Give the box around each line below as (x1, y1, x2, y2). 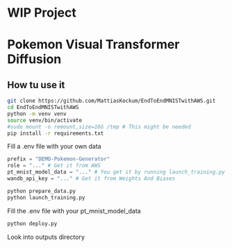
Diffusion (7, 51, 62, 67)
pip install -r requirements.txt (7, 130, 104, 137)
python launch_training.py (7, 194, 85, 201)
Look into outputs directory (7, 233, 85, 241)
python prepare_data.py (7, 188, 76, 195)
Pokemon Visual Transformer (7, 37, 180, 53)
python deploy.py (7, 220, 58, 227)
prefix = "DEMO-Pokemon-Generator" (7, 156, 110, 163)
